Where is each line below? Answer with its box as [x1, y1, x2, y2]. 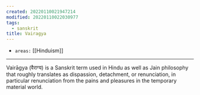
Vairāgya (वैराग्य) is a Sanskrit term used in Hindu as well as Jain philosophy [6, 64, 189, 71]
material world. [6, 84, 43, 91]
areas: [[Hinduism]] [14, 47, 64, 54]
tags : [6, 20, 20, 26]
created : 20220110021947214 [6, 8, 76, 15]
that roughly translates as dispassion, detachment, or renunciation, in [6, 71, 176, 78]
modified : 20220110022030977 [6, 14, 79, 20]
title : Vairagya [6, 31, 46, 37]
